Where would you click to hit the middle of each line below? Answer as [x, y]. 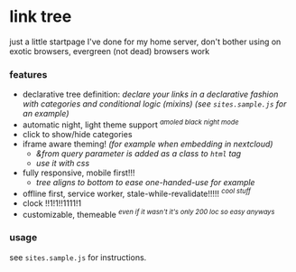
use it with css [63, 163]
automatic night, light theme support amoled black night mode [130, 124]
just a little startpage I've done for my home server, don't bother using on [145, 42]
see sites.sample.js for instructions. [78, 257]
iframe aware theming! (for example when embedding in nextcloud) [148, 144]
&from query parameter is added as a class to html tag [139, 153]
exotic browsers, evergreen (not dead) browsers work [110, 51]
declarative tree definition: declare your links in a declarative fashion [150, 94]
